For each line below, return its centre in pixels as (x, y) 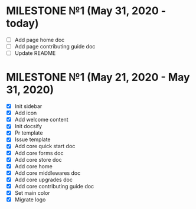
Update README (35, 53)
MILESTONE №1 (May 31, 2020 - (86, 11)
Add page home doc (40, 40)
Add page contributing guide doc (55, 46)
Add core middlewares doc (48, 173)
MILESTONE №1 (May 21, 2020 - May (98, 77)
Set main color (32, 192)
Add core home (34, 166)
